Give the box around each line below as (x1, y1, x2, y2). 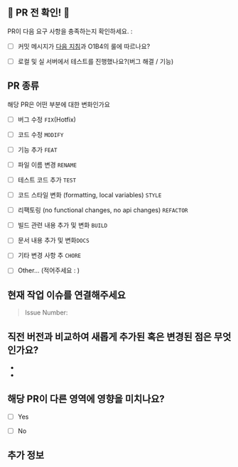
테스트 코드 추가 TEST (17, 176, 77, 184)
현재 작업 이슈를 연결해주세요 (7, 289, 126, 301)
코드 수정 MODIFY (17, 130, 64, 138)
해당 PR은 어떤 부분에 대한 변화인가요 (7, 100, 110, 109)
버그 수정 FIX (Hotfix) (17, 115, 77, 123)
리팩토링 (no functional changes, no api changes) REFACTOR (17, 206, 188, 214)
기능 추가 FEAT (17, 145, 58, 154)
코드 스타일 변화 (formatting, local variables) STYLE (17, 191, 162, 199)
